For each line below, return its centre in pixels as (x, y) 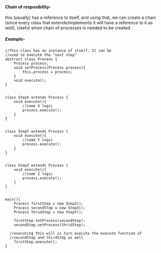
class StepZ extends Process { (37, 166)
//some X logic (38, 106)
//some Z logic (38, 174)
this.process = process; (48, 72)
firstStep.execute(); (35, 242)
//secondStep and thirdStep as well (46, 238)
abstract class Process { (31, 59)
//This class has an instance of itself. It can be (58, 51)
